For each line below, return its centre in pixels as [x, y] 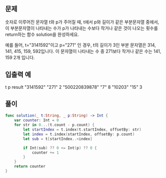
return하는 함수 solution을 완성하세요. [42, 34]
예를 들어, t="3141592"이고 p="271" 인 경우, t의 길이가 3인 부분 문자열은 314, [81, 45]
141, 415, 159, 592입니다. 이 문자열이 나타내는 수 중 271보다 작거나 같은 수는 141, [83, 51]
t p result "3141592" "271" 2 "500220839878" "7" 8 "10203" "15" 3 [74, 87]
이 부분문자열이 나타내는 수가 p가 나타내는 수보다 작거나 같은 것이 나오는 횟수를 [82, 28]
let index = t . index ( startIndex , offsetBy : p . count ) [79, 134]
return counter [30, 167]
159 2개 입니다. [20, 57]
